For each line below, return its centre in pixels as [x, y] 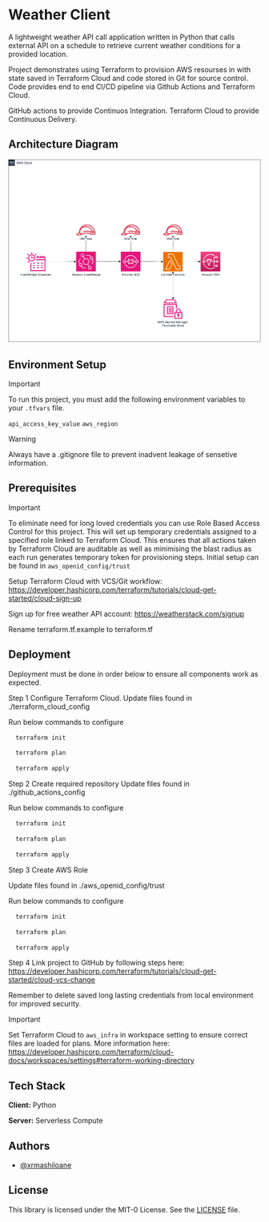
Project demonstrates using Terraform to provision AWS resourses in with [130, 69]
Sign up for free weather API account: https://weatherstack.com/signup [126, 613]
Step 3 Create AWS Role [48, 870]
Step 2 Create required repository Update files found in [99, 784]
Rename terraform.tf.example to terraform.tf [81, 629]
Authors [29, 1145]
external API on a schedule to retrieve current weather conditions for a [124, 45]
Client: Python [32, 1105]
